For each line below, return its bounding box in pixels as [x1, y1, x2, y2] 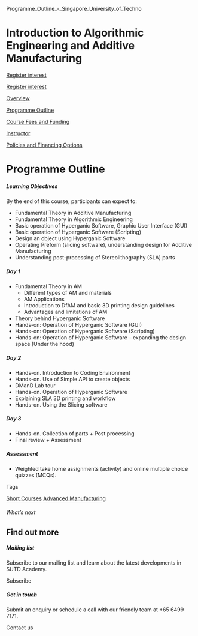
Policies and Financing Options [6, 141, 83, 148]
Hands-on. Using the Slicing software [14, 401, 108, 408]
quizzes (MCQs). [14, 471, 57, 479]
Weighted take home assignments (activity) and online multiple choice [14, 465, 188, 472]
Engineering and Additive [6, 39, 135, 53]
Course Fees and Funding [6, 118, 70, 125]
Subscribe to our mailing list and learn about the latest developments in [6, 559, 182, 566]
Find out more [6, 527, 59, 538]
